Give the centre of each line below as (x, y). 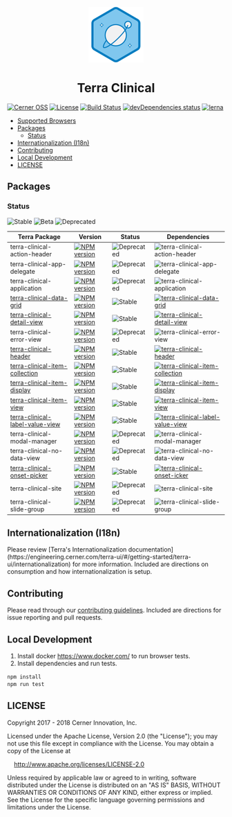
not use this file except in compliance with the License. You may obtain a (110, 743)
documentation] (151, 550)
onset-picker (29, 475)
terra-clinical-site (36, 489)
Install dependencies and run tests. (67, 664)
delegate (23, 271)
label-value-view (35, 424)
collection (24, 374)
